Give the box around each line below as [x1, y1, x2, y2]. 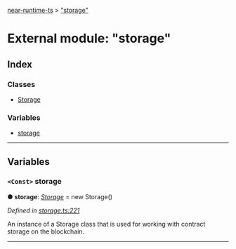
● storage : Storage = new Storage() [7, 192, 113, 201]
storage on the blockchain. [7, 227, 85, 236]
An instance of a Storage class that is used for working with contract [7, 220, 206, 228]
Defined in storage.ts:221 [7, 206, 80, 215]
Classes [7, 79, 36, 89]
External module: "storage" [7, 31, 171, 46]
